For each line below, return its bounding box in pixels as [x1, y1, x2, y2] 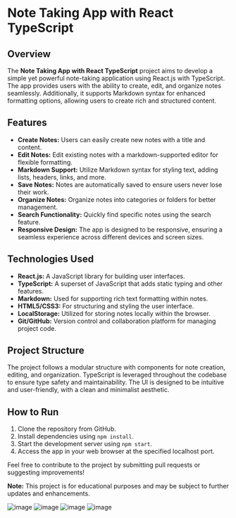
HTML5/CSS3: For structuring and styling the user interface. [17, 301, 194, 310]
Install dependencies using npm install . [17, 432, 134, 441]
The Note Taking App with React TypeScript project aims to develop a [7, 67, 213, 75]
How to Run [7, 406, 59, 418]
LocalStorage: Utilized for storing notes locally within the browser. [17, 309, 211, 317]
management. [17, 203, 58, 211]
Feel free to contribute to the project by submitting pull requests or [7, 461, 201, 469]
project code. [17, 324, 57, 332]
